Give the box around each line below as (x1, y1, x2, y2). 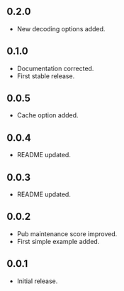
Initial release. (16, 277, 58, 285)
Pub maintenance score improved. (16, 229, 118, 238)
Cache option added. (16, 111, 79, 120)
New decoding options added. (16, 24, 106, 33)
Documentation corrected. (16, 64, 94, 73)
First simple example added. (16, 237, 100, 245)
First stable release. (16, 71, 75, 80)
